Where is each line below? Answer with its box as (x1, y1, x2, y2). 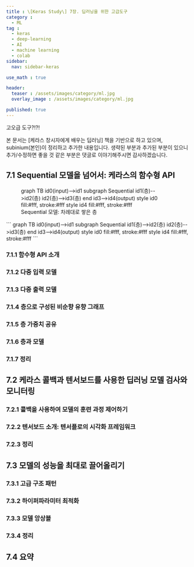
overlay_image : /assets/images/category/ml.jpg (11, 96, 134, 102)
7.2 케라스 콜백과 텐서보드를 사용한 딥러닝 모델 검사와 (6, 375, 187, 385)
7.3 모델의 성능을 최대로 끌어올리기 (6, 460, 125, 470)
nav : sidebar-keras (11, 63, 60, 70)
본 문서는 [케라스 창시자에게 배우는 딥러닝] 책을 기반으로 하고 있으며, (6, 136, 163, 143)
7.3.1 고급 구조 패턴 (6, 479, 57, 488)
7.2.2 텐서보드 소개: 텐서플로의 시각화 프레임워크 (6, 423, 136, 431)
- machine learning (11, 47, 60, 53)
